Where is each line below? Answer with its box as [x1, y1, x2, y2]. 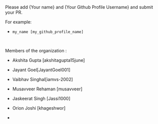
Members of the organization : [5, 48, 67, 53]
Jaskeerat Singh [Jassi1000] [12, 96, 71, 101]
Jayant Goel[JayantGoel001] [12, 67, 71, 73]
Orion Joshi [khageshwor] [12, 105, 66, 111]
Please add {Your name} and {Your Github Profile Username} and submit [5, 4, 154, 10]
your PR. [5, 9, 23, 15]
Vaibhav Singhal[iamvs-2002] [12, 77, 73, 82]
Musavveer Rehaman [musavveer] [12, 86, 83, 92]
